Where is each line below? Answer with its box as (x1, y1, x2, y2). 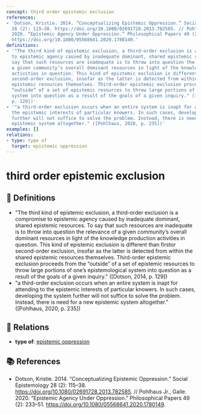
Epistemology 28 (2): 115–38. (14, 382, 87, 389)
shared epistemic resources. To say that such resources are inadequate (14, 221, 193, 229)
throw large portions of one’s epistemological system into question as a (14, 266, 192, 274)
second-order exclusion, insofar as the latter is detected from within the (14, 247, 194, 255)
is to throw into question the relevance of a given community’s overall (14, 228, 188, 235)
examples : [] (6, 126, 39, 132)
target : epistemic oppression (11, 143, 87, 149)
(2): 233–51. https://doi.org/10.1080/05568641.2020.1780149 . (14, 401, 166, 408)
